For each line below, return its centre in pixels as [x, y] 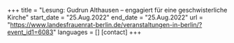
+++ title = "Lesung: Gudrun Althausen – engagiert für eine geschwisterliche [117, 10]
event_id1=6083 [30, 32]
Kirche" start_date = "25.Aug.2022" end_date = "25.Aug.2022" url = [105, 17]
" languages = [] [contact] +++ [97, 32]
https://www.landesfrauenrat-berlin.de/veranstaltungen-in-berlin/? [106, 25]
